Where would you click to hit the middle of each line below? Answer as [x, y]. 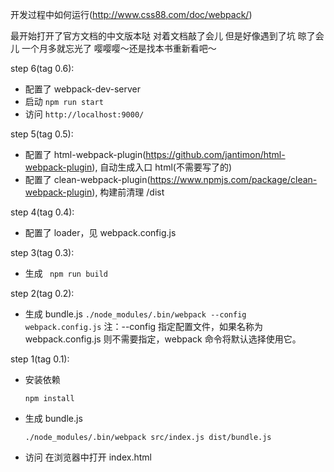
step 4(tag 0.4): [42, 212]
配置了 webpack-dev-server [83, 89]
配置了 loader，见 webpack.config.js [100, 232]
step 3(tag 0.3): [42, 252]
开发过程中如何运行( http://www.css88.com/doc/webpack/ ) [131, 14]
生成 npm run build [66, 273]
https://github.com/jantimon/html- [215, 154]
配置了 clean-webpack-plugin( [87, 179]
